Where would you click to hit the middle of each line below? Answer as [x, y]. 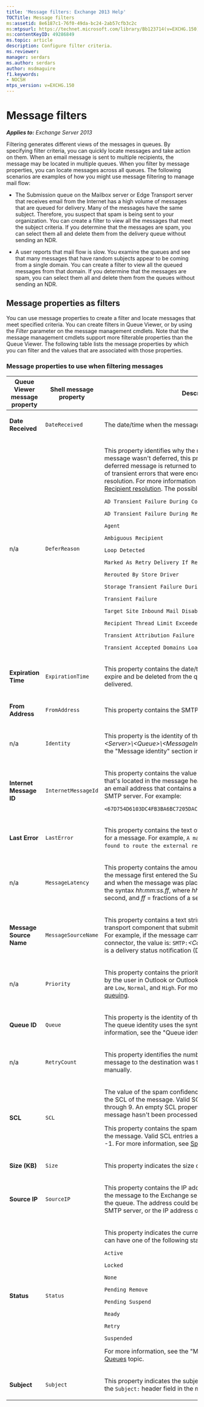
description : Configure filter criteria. [59, 46]
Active [114, 1253]
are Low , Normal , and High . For [145, 988]
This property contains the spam [151, 1128]
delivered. [118, 684]
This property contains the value [151, 773]
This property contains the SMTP [151, 710]
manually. [118, 1070]
